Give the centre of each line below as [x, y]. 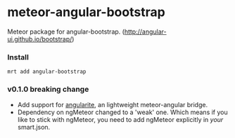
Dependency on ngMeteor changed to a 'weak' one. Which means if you [122, 112]
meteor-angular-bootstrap [86, 12]
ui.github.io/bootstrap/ [40, 39]
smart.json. [34, 127]
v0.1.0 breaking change [48, 90]
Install [18, 57]
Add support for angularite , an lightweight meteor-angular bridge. [113, 104]
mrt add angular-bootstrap [47, 72]
